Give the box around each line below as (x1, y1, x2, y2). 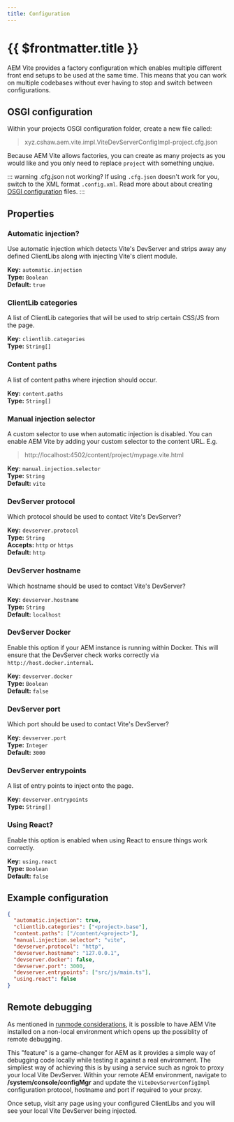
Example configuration (7, 892, 109, 904)
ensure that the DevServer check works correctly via (7, 651, 159, 659)
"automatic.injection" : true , (13, 917, 101, 924)
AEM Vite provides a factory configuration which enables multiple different (7, 64, 222, 72)
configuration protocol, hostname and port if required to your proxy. (7, 1085, 203, 1094)
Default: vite (7, 479, 45, 487)
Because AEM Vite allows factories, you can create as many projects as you (7, 152, 226, 160)
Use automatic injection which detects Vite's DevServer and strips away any (7, 245, 227, 253)
